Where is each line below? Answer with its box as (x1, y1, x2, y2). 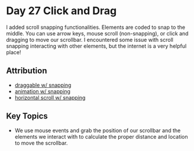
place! (6, 48, 22, 55)
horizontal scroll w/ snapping (14, 94, 86, 101)
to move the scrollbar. (14, 139, 68, 146)
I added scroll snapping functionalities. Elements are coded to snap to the (6, 24, 185, 31)
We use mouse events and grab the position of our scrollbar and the (14, 127, 181, 134)
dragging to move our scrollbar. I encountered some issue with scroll (6, 36, 173, 43)
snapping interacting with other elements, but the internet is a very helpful (6, 42, 187, 50)
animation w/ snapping (14, 87, 71, 95)
